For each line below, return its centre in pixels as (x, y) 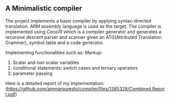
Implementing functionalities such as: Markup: (54, 52)
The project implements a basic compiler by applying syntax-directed (78, 21)
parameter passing (32, 73)
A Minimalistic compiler (44, 8)
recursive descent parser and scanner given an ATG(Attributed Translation (83, 37)
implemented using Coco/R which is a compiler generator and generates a (83, 32)
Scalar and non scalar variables (46, 62)
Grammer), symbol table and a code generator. (55, 43)
